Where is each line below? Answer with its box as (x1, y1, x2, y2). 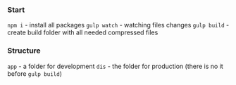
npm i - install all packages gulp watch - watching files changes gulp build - (7, 21, 230, 30)
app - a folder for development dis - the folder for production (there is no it (7, 62, 223, 70)
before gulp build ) (7, 69, 62, 78)
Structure (7, 46, 41, 55)
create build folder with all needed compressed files (7, 28, 159, 37)
